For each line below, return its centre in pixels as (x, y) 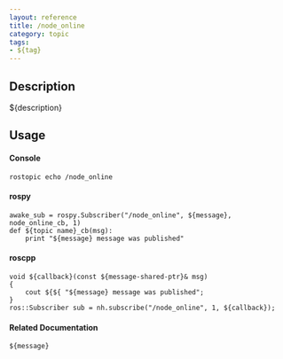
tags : (19, 42)
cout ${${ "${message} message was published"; (114, 292)
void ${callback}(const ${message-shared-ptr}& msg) (109, 277)
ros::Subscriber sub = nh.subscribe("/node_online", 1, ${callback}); (142, 308)
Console (25, 158)
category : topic (39, 34)
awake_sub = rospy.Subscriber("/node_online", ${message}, (121, 215)
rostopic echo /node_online (61, 177)
